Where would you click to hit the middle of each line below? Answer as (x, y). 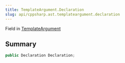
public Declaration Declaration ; (40, 56)
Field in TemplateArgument (33, 28)
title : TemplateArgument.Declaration (45, 10)
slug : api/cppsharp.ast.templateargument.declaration (63, 14)
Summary (21, 44)
